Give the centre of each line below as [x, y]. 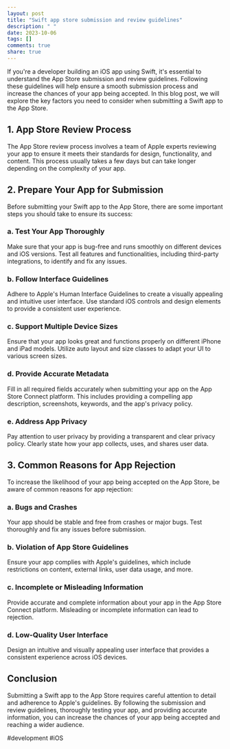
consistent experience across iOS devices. [68, 657]
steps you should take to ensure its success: [70, 213]
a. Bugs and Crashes [42, 507]
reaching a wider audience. [46, 724]
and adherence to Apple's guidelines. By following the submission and [106, 702]
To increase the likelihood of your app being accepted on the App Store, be [113, 482]
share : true [24, 52]
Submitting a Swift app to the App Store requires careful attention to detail [112, 695]
